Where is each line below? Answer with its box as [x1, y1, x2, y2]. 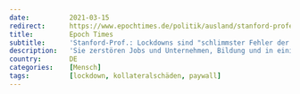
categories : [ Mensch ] [9, 64, 102, 73]
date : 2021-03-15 [9, 13, 110, 22]
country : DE [9, 55, 78, 64]
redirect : [9, 21, 46, 30]
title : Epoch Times [9, 30, 114, 38]
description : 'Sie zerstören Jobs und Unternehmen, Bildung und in [9, 47, 274, 56]
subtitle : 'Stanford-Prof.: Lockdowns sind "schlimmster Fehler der [9, 38, 290, 47]
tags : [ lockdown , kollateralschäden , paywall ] [9, 72, 221, 81]
